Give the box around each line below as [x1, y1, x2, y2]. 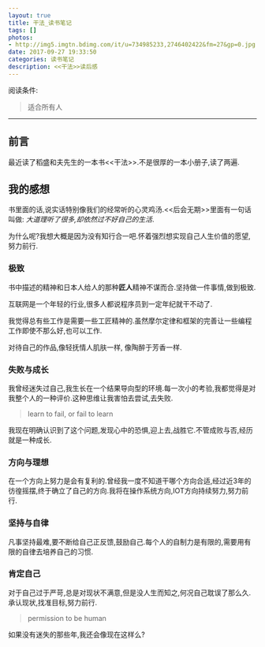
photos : [8, 33, 34, 42]
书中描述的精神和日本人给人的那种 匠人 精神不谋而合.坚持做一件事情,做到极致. [8, 282, 256, 292]
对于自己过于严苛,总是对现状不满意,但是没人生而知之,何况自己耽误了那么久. [8, 588, 252, 597]
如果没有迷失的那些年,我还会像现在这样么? [8, 630, 146, 639]
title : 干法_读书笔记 [8, 19, 73, 27]
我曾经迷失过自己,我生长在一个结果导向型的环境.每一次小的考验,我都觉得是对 [8, 383, 256, 392]
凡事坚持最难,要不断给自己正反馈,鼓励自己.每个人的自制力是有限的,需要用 [8, 537, 244, 546]
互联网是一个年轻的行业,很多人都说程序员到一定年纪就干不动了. [8, 299, 213, 308]
